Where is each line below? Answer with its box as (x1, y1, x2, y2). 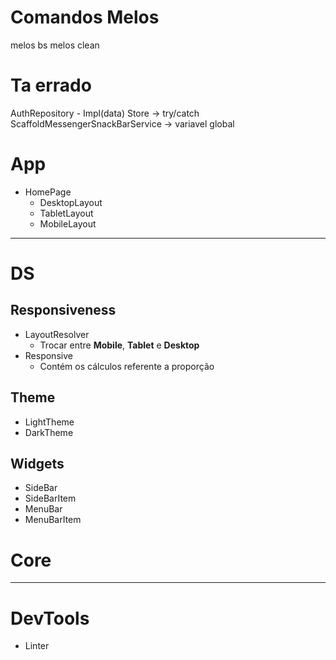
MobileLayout (39, 217, 97, 230)
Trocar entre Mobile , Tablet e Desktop (39, 339, 200, 351)
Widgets (10, 456, 65, 473)
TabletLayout (39, 207, 94, 219)
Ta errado (10, 74, 92, 97)
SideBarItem (24, 492, 77, 505)
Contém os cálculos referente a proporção (39, 360, 215, 372)
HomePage (24, 186, 72, 198)
